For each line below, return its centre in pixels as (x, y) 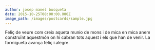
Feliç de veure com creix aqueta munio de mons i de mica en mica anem (78, 33)
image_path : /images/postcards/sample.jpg (49, 18)
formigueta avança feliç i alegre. (37, 43)
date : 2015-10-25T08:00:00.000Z (38, 14)
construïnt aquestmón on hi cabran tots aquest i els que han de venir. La (77, 37)
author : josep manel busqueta (36, 9)
